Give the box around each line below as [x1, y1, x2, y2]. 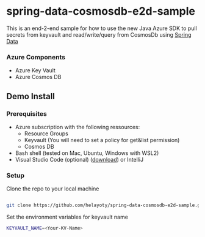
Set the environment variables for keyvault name [6, 213, 128, 221]
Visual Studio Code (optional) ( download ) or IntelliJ [15, 156, 144, 163]
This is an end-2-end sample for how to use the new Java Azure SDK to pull [6, 24, 197, 32]
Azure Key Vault [15, 67, 56, 74]
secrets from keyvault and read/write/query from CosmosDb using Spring [6, 31, 192, 38]
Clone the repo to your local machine [6, 185, 99, 192]
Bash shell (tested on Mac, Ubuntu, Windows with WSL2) [15, 149, 159, 157]
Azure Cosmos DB [15, 73, 62, 81]
